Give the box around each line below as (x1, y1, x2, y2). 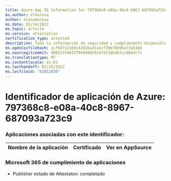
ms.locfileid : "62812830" (5, 69, 60, 74)
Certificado (73, 144, 101, 151)
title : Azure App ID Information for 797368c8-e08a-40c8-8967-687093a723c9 (5, 7, 169, 13)
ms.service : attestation (5, 31, 58, 36)
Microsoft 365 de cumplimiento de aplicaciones (5, 159, 126, 166)
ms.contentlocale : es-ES (5, 60, 58, 65)
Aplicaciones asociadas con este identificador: (5, 131, 124, 138)
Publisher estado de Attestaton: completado (12, 170, 105, 176)
